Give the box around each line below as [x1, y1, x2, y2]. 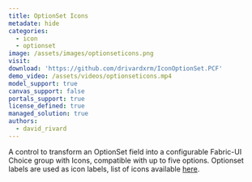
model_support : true [8, 79, 79, 87]
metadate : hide [8, 19, 60, 28]
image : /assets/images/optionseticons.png [8, 49, 154, 57]
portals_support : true [8, 95, 85, 103]
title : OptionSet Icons [8, 11, 89, 20]
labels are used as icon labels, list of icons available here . [8, 163, 200, 174]
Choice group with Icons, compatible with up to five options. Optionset [8, 155, 245, 165]
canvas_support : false [8, 87, 85, 95]
